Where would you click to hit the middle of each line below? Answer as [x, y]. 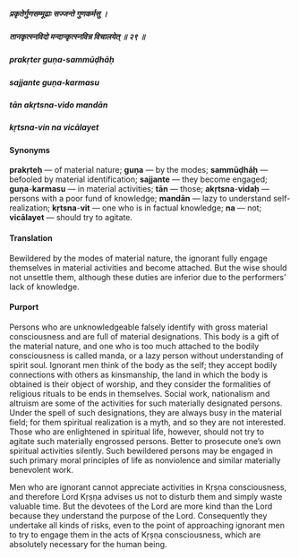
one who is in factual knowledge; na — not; [182, 208]
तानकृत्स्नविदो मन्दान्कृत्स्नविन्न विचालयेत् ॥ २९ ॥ [77, 36]
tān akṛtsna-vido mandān [59, 105]
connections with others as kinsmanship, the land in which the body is [139, 374]
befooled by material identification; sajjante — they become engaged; [138, 179]
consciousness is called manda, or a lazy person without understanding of [146, 356]
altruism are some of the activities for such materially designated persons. [146, 403]
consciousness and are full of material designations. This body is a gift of [144, 336]
